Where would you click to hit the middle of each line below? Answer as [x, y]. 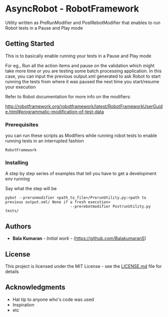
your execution [20, 87]
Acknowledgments [35, 287]
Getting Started [30, 44]
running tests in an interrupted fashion [44, 141]
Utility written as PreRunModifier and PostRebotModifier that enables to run [83, 23]
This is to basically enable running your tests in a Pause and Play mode [78, 56]
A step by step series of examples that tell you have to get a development [81, 174]
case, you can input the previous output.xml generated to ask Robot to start [83, 76]
